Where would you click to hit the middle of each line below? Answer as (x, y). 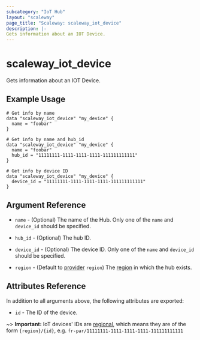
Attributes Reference (46, 286)
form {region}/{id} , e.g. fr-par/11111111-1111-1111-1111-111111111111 (95, 330)
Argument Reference (46, 205)
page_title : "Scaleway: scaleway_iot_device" (64, 23)
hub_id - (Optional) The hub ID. (53, 237)
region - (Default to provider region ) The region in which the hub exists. (103, 267)
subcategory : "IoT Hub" (36, 12)
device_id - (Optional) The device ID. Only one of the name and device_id (104, 249)
